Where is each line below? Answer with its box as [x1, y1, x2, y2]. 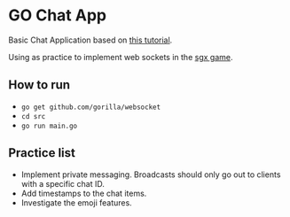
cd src [20, 112, 46, 120]
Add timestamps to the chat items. [20, 188, 147, 198]
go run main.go [20, 121, 78, 130]
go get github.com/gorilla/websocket [20, 103, 161, 112]
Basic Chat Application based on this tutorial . [8, 35, 173, 45]
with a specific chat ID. [20, 178, 106, 189]
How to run [8, 77, 71, 93]
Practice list [8, 145, 76, 160]
